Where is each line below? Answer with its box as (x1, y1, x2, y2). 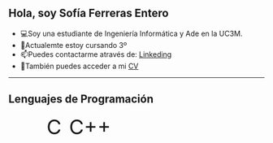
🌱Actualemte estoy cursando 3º (19, 40, 128, 50)
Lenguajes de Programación (8, 93, 154, 106)
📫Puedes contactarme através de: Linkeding (19, 49, 172, 59)
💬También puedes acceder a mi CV (19, 61, 139, 71)
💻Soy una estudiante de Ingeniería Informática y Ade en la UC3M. (19, 28, 243, 38)
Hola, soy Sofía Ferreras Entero (8, 6, 169, 20)
